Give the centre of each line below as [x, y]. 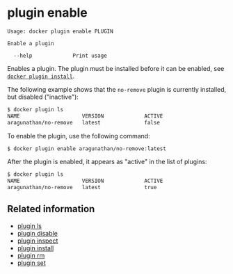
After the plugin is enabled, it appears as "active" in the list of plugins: [107, 162]
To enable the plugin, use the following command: [79, 136]
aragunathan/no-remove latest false [83, 122]
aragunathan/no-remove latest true [82, 188]
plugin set [32, 263]
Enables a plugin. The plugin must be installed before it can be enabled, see [116, 68]
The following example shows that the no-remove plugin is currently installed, [117, 89]
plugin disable [37, 233]
